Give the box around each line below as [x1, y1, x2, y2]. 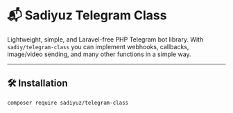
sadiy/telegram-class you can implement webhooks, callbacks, [7, 42, 189, 51]
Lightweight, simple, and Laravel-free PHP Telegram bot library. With [7, 35, 204, 44]
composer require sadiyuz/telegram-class [7, 99, 129, 106]
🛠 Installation [7, 78, 68, 89]
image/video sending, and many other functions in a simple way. [7, 50, 192, 58]
